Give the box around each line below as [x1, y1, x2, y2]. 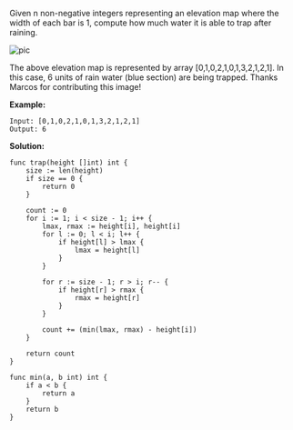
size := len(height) [25, 166, 104, 175]
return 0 [42, 182, 76, 191]
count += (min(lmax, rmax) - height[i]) [42, 325, 197, 335]
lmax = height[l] [74, 245, 141, 255]
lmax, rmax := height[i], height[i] [42, 222, 181, 231]
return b [25, 405, 59, 414]
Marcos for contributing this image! [9, 82, 142, 92]
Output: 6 [9, 125, 47, 134]
